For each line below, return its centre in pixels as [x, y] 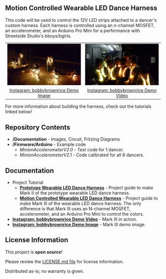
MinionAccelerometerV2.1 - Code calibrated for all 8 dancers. [82, 155]
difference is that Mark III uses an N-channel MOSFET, [75, 209]
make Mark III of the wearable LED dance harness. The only [81, 203]
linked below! [19, 112]
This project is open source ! [34, 252]
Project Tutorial [28, 182]
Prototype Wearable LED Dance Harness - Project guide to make [86, 187]
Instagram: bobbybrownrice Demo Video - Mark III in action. [75, 219]
